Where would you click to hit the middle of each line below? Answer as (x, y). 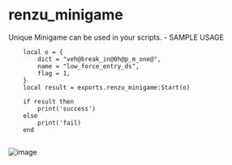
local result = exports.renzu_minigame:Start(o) (107, 87)
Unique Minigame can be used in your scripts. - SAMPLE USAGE (116, 37)
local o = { (43, 52)
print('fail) (60, 123)
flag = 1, (54, 73)
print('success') (67, 108)
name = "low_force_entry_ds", (88, 66)
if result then (49, 102)
